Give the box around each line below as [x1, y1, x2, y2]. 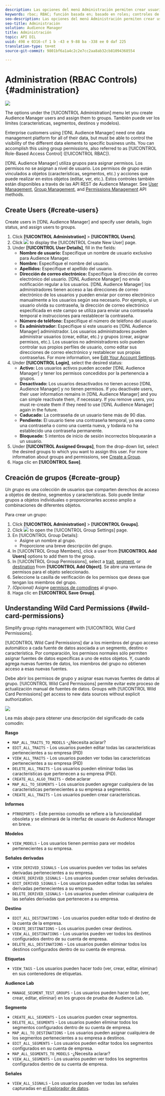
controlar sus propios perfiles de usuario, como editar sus [19, 344, 137, 350]
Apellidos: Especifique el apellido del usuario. [19, 266, 113, 272]
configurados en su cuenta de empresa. [12, 1045, 93, 1051]
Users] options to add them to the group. [12, 553, 96, 559]
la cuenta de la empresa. [12, 920, 62, 926]
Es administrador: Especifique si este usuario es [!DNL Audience [19, 323, 152, 329]
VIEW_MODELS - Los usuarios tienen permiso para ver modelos [12, 840, 135, 846]
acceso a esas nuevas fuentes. [5, 665, 68, 672]
